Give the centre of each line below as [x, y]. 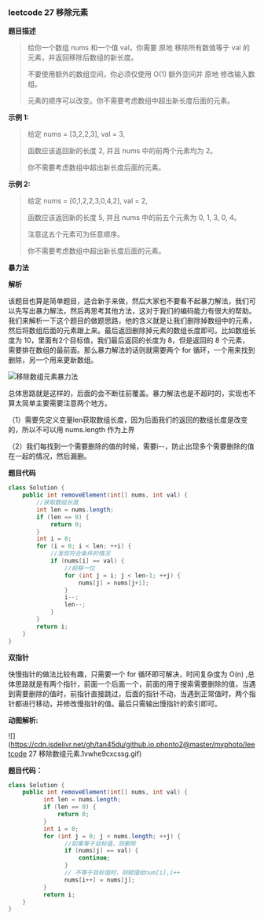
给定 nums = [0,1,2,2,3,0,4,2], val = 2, [87, 201]
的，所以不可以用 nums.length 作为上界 [71, 430]
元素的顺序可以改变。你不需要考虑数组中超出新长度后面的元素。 [130, 101]
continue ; [94, 858]
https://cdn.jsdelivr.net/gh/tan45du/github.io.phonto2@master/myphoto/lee [133, 744]
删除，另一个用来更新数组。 [53, 360]
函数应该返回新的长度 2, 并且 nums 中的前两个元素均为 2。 [122, 151]
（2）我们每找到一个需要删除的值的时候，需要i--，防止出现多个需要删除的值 [131, 446]
